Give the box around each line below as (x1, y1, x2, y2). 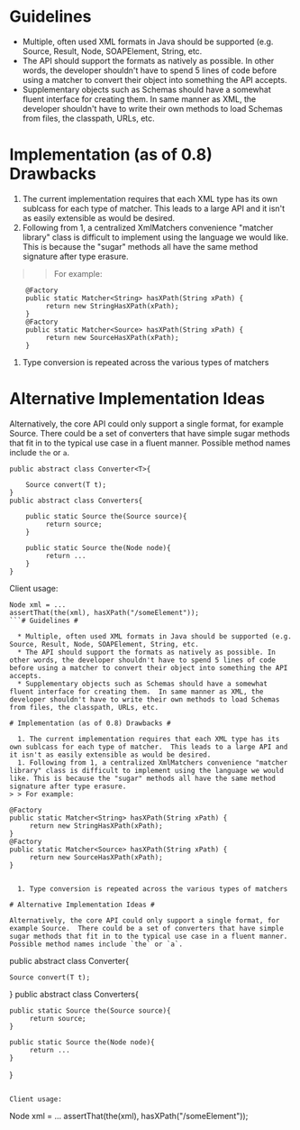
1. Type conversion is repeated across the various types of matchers (17, 884, 288, 894)
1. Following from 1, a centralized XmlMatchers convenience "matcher (17, 758, 288, 767)
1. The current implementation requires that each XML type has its (17, 734, 280, 743)
